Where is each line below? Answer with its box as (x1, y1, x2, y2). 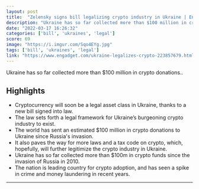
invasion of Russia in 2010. (14, 158, 80, 165)
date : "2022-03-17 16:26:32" (6, 25, 78, 31)
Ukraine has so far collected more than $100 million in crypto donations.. (6, 69, 184, 76)
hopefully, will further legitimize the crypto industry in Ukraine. (14, 145, 168, 152)
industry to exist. (14, 120, 56, 128)
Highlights (6, 86, 46, 96)
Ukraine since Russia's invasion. (14, 133, 94, 140)
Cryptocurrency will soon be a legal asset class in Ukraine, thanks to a (14, 102, 187, 109)
